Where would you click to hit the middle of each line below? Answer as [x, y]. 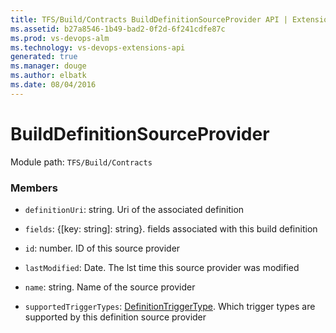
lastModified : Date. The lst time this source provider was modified [162, 267]
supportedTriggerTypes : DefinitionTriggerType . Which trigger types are [170, 306]
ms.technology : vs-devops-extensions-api [98, 47]
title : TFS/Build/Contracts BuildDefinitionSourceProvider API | [149, 19]
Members [34, 188]
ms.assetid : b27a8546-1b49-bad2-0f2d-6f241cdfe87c [118, 29]
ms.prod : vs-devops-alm [60, 38]
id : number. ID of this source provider [102, 248]
